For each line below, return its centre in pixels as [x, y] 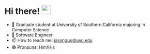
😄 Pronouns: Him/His [33, 47]
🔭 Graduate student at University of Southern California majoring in [78, 25]
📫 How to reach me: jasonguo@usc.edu [52, 40]
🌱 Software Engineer [32, 35]
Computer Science [30, 29]
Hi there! [22, 11]
